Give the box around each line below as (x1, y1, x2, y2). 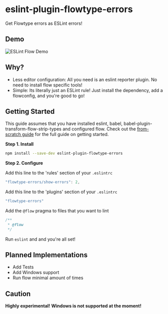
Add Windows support (12, 270, 60, 276)
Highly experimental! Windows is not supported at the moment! (5, 303, 142, 309)
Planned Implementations (5, 251, 88, 259)
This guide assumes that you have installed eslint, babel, (5, 120, 123, 127)
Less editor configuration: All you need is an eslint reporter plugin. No (12, 76, 157, 82)
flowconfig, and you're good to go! (12, 93, 85, 99)
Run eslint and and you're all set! (5, 236, 76, 242)
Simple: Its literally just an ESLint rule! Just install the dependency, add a (12, 87, 163, 93)
